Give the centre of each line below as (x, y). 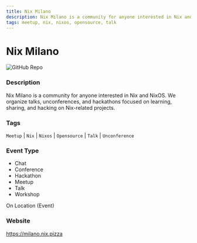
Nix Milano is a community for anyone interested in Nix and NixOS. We (91, 95)
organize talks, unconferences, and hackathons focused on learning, (89, 101)
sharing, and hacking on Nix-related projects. (61, 107)
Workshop (27, 195)
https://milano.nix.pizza (34, 234)
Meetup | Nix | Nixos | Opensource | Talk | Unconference (70, 136)
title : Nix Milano (28, 11)
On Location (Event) (30, 206)
